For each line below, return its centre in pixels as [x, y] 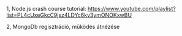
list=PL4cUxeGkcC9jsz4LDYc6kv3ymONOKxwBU [69, 15]
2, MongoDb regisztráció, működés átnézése [63, 27]
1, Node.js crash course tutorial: [47, 9]
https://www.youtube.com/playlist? [131, 9]
